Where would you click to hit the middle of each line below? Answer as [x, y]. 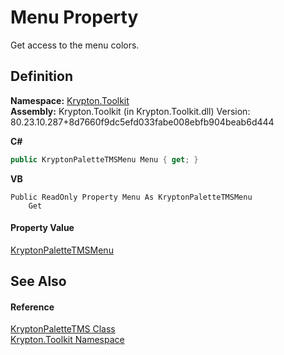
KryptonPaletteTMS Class [63, 329]
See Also [38, 281]
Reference [32, 307]
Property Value [42, 228]
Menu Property [74, 17]
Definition [41, 76]
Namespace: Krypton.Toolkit [70, 100]
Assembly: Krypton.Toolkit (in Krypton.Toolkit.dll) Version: [130, 111]
